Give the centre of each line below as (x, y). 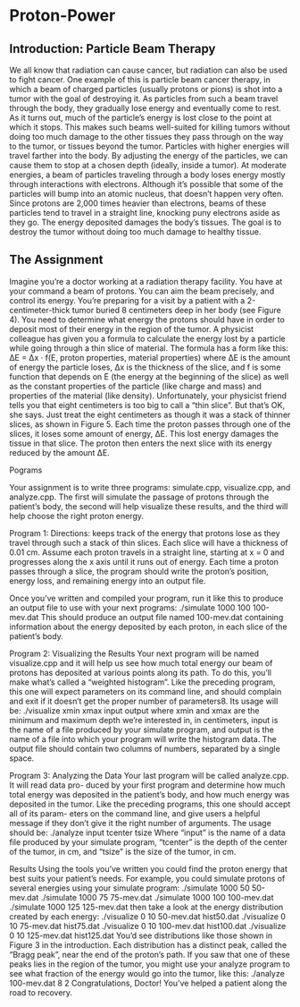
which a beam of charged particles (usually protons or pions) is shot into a (146, 89)
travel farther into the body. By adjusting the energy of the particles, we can (149, 156)
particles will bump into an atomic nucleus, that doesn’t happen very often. (146, 194)
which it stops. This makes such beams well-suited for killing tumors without (150, 127)
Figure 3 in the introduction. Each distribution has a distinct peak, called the (148, 944)
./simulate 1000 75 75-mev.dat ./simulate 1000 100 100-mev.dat (157, 897)
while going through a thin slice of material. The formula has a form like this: (149, 348)
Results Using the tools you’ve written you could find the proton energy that (149, 868)
